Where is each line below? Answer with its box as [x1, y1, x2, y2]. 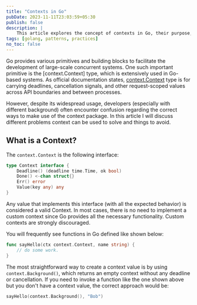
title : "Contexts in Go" [6, 8, 67, 15]
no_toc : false [6, 42, 41, 48]
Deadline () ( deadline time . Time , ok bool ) [16, 168, 122, 174]
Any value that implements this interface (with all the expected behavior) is [6, 200, 186, 207]
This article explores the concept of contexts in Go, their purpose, [16, 30, 193, 36]
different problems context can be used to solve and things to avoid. [6, 118, 171, 126]
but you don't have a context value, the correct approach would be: [6, 282, 169, 289]
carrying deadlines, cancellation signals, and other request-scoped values [6, 82, 186, 89]
